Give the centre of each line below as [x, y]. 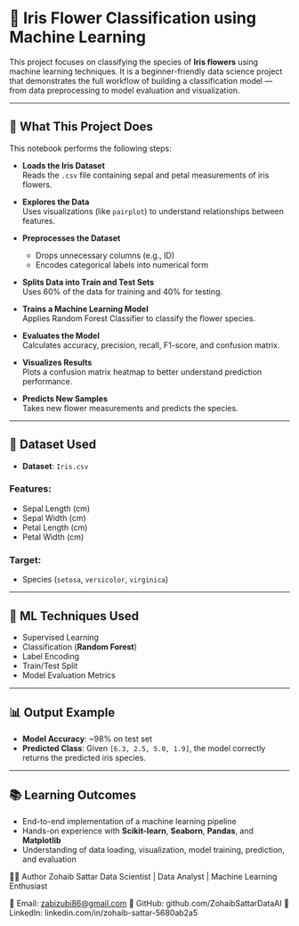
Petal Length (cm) [55, 527]
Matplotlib [41, 840]
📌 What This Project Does [81, 127]
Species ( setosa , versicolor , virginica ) [95, 580]
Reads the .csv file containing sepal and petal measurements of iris [145, 175]
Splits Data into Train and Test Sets [88, 282]
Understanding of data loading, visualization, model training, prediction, [153, 849]
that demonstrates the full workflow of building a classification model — [141, 80]
